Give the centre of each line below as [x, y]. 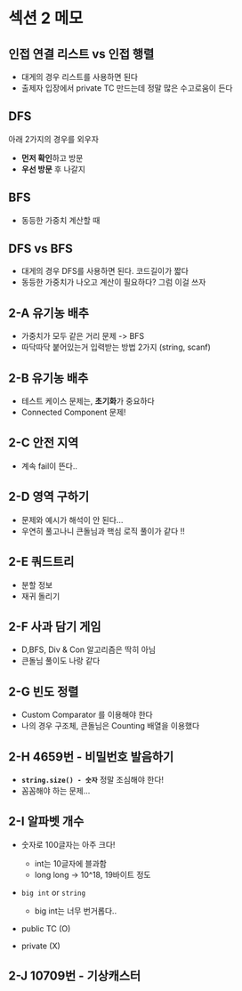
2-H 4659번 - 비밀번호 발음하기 [91, 757]
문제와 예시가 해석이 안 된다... [72, 520]
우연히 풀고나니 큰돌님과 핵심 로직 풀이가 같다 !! [103, 531]
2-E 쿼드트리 [41, 562]
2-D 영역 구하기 [49, 497]
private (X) [41, 946]
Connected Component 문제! [73, 412]
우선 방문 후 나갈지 [53, 169]
